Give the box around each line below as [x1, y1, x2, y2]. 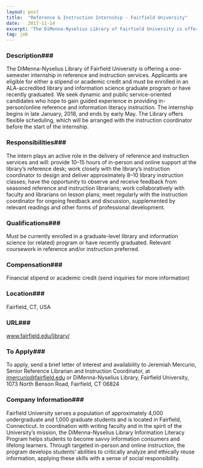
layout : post [6, 8, 39, 15]
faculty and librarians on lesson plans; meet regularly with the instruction [6, 190, 188, 198]
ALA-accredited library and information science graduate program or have [6, 84, 192, 92]
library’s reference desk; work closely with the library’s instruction [6, 165, 170, 172]
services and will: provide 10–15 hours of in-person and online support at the [6, 158, 197, 165]
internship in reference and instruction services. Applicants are [31, 72, 187, 79]
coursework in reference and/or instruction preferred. [6, 246, 140, 253]
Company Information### [6, 395, 85, 404]
